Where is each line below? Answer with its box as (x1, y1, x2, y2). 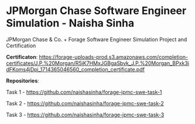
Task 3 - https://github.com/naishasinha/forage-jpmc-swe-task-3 (6, 111, 165, 118)
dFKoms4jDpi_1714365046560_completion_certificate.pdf (6, 66, 145, 73)
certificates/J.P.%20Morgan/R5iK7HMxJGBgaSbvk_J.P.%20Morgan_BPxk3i (6, 60, 189, 67)
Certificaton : (6, 53, 38, 60)
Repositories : (6, 77, 39, 84)
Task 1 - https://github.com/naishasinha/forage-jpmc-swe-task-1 (6, 88, 162, 95)
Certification (6, 42, 36, 49)
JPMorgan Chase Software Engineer (6, 4, 187, 18)
